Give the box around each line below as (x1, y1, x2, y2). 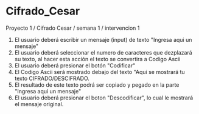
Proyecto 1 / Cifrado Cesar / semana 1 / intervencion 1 (5, 24, 140, 32)
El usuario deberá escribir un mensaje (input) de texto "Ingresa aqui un (14, 36, 192, 43)
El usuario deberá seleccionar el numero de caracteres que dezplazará (14, 49, 192, 56)
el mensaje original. (14, 100, 64, 107)
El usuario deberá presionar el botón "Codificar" (14, 62, 136, 69)
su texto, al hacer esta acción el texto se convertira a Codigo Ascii (14, 55, 181, 62)
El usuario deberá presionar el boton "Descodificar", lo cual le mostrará (14, 94, 194, 101)
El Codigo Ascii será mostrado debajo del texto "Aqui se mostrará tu (14, 68, 185, 75)
